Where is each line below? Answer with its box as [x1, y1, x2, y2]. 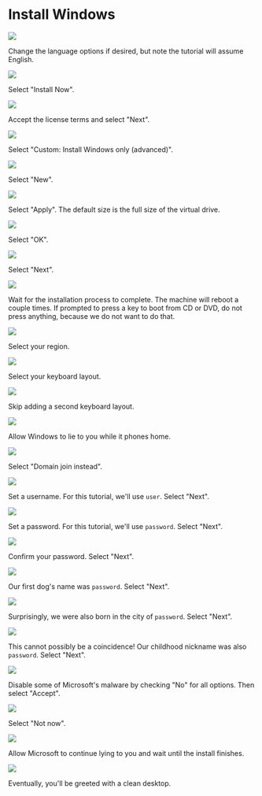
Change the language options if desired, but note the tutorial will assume [8, 46, 244, 56]
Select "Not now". [8, 718, 66, 728]
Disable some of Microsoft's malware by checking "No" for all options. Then [8, 679, 255, 690]
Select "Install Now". [8, 84, 75, 94]
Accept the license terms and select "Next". [8, 114, 150, 124]
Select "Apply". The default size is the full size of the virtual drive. [8, 205, 220, 214]
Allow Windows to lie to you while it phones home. [8, 431, 172, 441]
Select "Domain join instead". [8, 461, 102, 471]
